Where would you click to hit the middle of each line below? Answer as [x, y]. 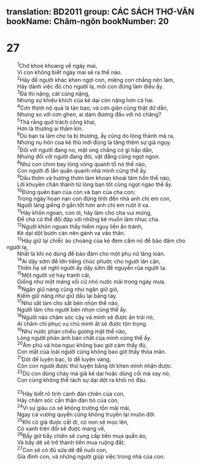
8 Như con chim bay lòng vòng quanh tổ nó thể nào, [82, 163]
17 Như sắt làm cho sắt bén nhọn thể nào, [68, 303]
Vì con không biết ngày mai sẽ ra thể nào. [70, 72]
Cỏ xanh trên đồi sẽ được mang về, [62, 428]
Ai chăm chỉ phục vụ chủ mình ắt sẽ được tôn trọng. [83, 324]
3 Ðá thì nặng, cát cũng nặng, [54, 93]
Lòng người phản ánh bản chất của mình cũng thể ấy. [84, 337]
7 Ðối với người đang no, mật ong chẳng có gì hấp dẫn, [85, 149]
